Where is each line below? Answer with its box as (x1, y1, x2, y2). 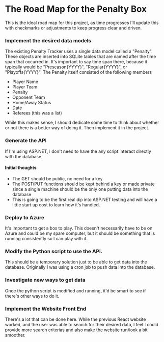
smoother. (5, 332, 26, 338)
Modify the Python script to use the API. (5, 248, 103, 255)
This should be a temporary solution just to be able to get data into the (5, 259, 147, 265)
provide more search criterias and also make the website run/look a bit (5, 327, 148, 333)
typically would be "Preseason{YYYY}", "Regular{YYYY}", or (5, 64, 128, 70)
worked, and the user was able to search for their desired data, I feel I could (5, 321, 159, 327)
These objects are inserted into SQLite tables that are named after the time (5, 54, 156, 59)
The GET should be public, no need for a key (12, 175, 103, 181)
